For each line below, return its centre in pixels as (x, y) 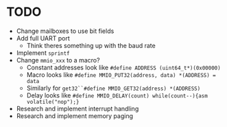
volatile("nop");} (53, 102)
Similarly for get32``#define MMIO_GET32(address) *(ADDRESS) (113, 88)
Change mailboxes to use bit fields (65, 31)
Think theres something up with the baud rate (91, 45)
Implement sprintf (43, 53)
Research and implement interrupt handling (77, 108)
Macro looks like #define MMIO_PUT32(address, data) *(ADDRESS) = (121, 74)
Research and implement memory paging (74, 116)
